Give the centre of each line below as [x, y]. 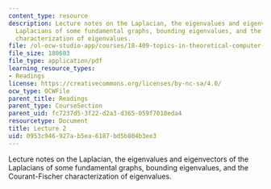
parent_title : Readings [48, 99]
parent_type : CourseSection [56, 106]
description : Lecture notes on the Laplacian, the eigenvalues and [124, 23]
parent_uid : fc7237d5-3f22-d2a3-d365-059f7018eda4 [95, 114]
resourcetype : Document [48, 121]
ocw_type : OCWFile [39, 91]
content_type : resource [48, 16]
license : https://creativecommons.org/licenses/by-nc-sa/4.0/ [115, 83]
